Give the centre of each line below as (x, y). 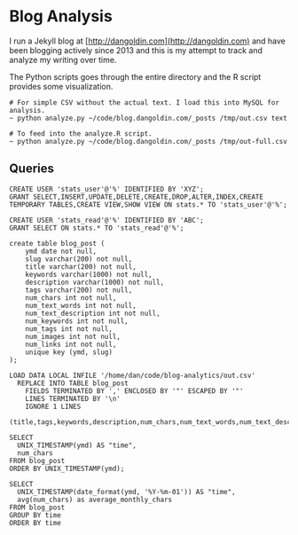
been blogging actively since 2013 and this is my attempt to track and (136, 50)
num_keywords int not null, (77, 321)
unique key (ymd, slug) (69, 352)
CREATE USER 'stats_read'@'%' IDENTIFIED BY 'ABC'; (106, 220)
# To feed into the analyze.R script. (81, 134)
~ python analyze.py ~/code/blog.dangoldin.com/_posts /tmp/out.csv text (149, 118)
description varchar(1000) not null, (95, 282)
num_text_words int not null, (81, 305)
